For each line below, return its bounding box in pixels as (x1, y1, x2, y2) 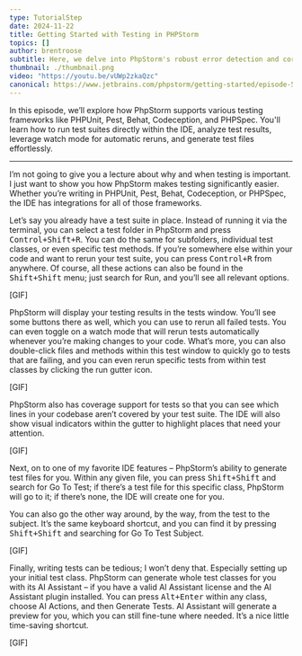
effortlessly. (9, 143, 54, 154)
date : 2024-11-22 (9, 22, 75, 31)
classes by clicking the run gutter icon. (9, 364, 153, 375)
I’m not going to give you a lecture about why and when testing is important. (9, 168, 291, 180)
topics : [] (9, 38, 50, 48)
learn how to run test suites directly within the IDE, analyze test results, (9, 123, 272, 135)
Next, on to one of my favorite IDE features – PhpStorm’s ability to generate (9, 462, 288, 473)
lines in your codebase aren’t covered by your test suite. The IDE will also (9, 408, 280, 419)
